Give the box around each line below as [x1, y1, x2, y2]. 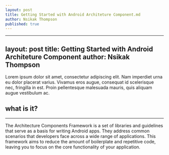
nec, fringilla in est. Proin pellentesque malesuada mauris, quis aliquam [5, 85, 152, 91]
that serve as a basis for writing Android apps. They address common [5, 128, 150, 134]
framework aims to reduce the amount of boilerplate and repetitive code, [5, 138, 156, 144]
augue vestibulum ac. [5, 90, 50, 96]
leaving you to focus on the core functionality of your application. [5, 144, 141, 150]
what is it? [5, 104, 38, 113]
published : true [5, 21, 39, 27]
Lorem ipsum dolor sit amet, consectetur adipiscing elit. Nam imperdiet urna [5, 74, 162, 80]
